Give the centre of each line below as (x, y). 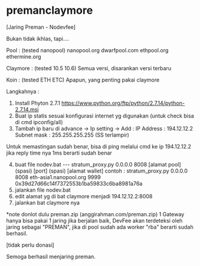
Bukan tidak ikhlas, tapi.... (38, 38)
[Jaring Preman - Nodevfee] (41, 27)
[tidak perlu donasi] (30, 245)
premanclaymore (50, 10)
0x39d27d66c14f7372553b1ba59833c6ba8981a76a (78, 183)
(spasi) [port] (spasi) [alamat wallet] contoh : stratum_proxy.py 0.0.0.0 (101, 171)
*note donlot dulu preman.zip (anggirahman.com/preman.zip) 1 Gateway (95, 214)
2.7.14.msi (27, 109)
